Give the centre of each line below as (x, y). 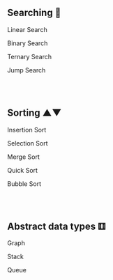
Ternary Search (30, 56)
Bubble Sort (24, 184)
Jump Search (27, 70)
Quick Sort (23, 170)
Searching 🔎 (34, 13)
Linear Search (27, 29)
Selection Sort (28, 143)
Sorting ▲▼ (35, 113)
